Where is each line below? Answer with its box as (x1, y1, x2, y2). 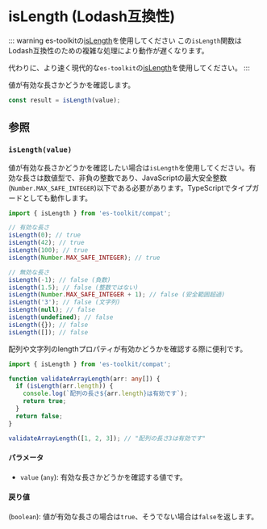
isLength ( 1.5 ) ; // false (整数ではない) (8, 283, 139, 292)
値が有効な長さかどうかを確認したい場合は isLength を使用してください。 (8, 162, 249, 172)
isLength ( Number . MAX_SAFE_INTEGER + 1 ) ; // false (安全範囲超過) (8, 291, 226, 299)
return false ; (15, 412, 63, 420)
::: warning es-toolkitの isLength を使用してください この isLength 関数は (8, 36, 242, 45)
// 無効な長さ (8, 268, 50, 276)
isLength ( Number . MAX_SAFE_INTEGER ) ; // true (8, 254, 161, 262)
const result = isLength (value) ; (8, 96, 121, 104)
